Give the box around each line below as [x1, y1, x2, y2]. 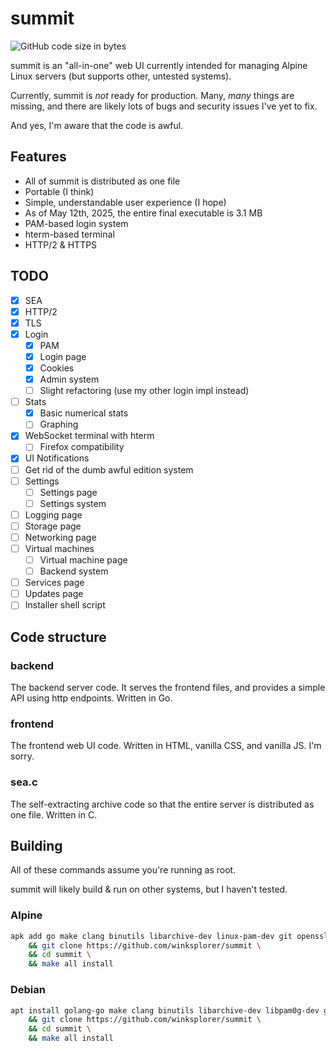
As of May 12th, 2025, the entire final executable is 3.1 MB [24, 207, 263, 219]
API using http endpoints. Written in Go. [10, 692, 173, 704]
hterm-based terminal [24, 228, 115, 240]
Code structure [10, 628, 107, 646]
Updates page [24, 588, 84, 600]
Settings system [39, 497, 107, 509]
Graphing [39, 418, 79, 431]
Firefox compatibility [39, 441, 125, 453]
